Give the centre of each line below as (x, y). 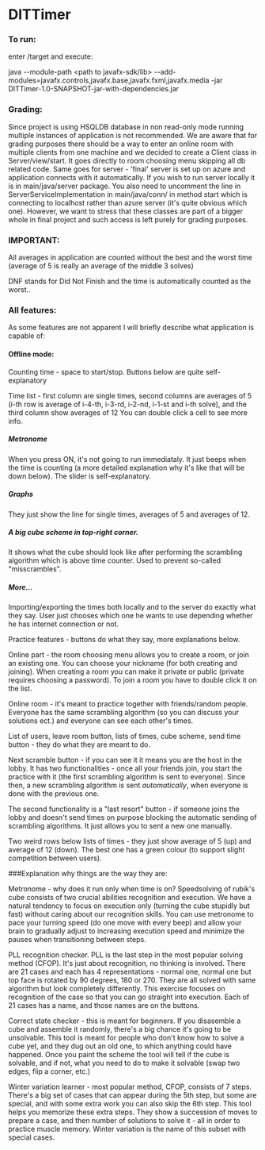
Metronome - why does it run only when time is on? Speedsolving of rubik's (132, 889)
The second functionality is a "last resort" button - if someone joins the (124, 809)
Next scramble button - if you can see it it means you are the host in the (125, 760)
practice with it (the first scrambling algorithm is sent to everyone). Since (127, 777)
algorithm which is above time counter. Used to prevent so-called (115, 560)
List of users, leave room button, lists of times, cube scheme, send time (125, 737)
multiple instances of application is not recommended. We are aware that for (133, 135)
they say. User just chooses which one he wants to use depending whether (131, 616)
